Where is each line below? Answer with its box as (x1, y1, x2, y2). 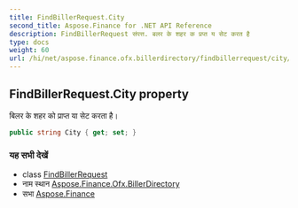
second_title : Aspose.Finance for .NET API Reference (9, 21, 213, 30)
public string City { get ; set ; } (9, 127, 137, 137)
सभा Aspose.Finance (21, 188, 96, 199)
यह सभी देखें (9, 149, 49, 161)
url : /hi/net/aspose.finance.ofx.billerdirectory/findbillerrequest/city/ (9, 54, 292, 63)
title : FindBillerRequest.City (9, 12, 125, 22)
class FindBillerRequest (21, 169, 108, 180)
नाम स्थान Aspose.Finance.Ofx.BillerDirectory (21, 178, 180, 189)
